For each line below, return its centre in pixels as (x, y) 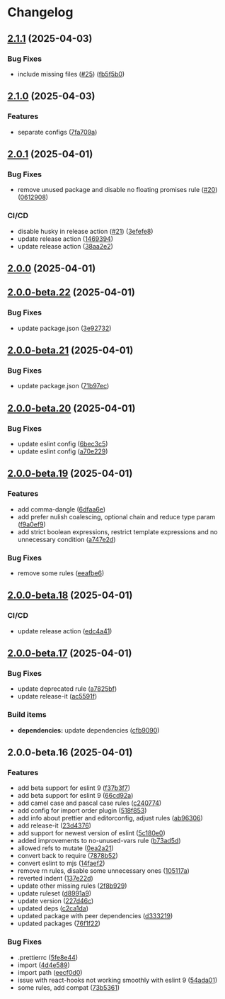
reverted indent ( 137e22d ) (55, 879)
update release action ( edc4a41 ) (65, 631)
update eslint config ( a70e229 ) (63, 451)
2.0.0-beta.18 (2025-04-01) (70, 596)
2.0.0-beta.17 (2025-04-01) (70, 654)
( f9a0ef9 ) (31, 524)
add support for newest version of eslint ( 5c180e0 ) (92, 833)
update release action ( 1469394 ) (65, 239)
